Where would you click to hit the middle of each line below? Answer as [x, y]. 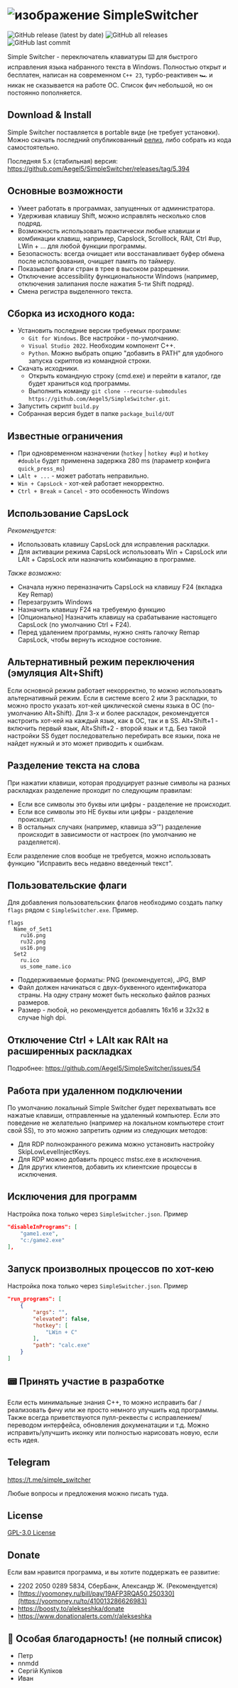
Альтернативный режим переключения [101, 662]
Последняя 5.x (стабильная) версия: [63, 161]
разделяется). [39, 842]
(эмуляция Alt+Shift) [56, 673]
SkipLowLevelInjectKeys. [54, 1152]
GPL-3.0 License [32, 1533]
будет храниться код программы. [80, 383]
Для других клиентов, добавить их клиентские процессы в [107, 1167]
